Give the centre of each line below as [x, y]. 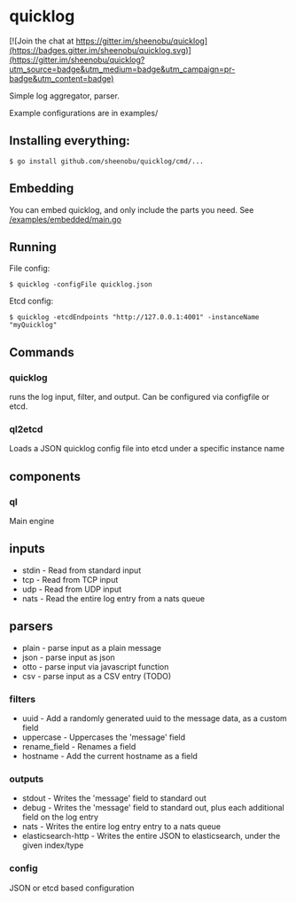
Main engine [32, 522]
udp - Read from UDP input [72, 589]
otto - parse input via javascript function [95, 666]
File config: [30, 269]
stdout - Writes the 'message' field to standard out [114, 798]
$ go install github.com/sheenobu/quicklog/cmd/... [106, 161]
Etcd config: [31, 301]
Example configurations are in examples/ [84, 113]
